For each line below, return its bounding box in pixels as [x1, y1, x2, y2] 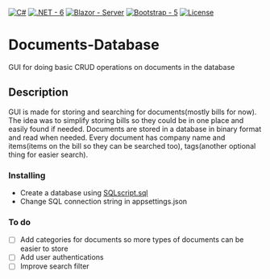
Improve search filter [19, 261, 90, 271]
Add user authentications [19, 252, 104, 262]
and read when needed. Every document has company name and [8, 133, 226, 142]
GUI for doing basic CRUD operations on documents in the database [8, 62, 235, 72]
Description [8, 85, 69, 100]
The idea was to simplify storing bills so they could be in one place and [8, 115, 244, 125]
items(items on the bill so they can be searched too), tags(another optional [8, 141, 256, 150]
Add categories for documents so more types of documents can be [19, 235, 244, 244]
